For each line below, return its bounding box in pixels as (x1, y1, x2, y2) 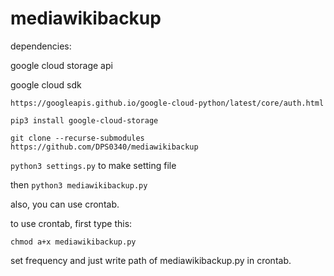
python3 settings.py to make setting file (10, 159, 177, 171)
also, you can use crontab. (10, 198, 120, 210)
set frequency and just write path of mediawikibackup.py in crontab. (10, 254, 292, 266)
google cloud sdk (10, 78, 82, 91)
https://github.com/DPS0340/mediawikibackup (10, 142, 199, 152)
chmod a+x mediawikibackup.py (10, 237, 137, 247)
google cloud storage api (10, 59, 113, 71)
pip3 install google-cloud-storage (10, 115, 159, 126)
